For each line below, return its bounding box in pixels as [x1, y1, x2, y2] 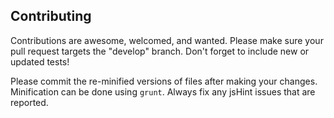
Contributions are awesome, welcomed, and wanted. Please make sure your [10, 34, 324, 46]
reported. [10, 96, 49, 108]
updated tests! [10, 55, 70, 68]
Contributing [10, 8, 92, 25]
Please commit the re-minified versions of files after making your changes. [10, 75, 318, 87]
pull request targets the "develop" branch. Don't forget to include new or [10, 45, 310, 57]
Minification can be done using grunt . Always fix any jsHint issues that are [10, 85, 316, 98]
